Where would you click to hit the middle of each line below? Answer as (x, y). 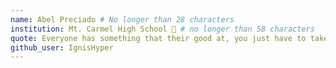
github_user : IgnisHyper (62, 47)
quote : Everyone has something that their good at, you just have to (158, 38)
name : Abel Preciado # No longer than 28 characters (122, 19)
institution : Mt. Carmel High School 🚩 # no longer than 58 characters (162, 29)
